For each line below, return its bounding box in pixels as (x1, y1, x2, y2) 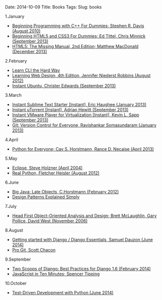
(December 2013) (12, 48, 48, 54)
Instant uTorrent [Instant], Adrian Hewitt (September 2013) (12, 107, 129, 112)
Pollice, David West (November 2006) (12, 218, 88, 223)
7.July (5, 204, 17, 209)
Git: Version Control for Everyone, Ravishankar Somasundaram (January (12, 122, 157, 128)
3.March (5, 92, 22, 98)
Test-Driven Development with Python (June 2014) (12, 290, 114, 295)
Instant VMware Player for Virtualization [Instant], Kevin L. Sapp (12, 112, 139, 118)
